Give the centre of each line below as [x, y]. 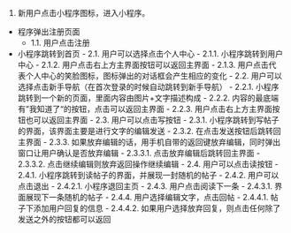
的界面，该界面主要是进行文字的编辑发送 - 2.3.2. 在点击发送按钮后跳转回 [149, 131]
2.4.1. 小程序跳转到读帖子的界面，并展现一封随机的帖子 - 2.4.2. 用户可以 [148, 175]
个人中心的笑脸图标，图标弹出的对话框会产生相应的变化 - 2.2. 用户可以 [154, 76]
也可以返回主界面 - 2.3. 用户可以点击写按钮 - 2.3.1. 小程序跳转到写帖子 [152, 120]
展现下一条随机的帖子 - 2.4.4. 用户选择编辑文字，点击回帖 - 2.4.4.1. [147, 197]
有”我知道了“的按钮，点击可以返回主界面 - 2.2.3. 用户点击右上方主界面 [145, 109]
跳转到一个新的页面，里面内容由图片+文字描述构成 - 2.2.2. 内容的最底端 [148, 98]
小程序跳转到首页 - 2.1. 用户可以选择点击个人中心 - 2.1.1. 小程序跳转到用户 [150, 54]
